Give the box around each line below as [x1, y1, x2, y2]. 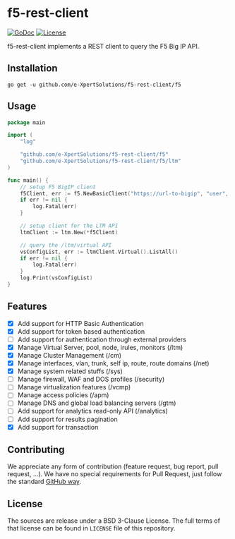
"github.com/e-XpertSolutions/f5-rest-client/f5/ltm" [20, 157, 181, 165]
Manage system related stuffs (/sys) [17, 367, 123, 375]
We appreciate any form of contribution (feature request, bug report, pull [7, 462, 219, 471]
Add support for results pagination [17, 415, 118, 423]
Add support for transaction [17, 423, 99, 431]
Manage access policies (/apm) [17, 391, 109, 399]
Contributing [7, 444, 65, 456]
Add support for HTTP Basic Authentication [17, 319, 145, 327]
